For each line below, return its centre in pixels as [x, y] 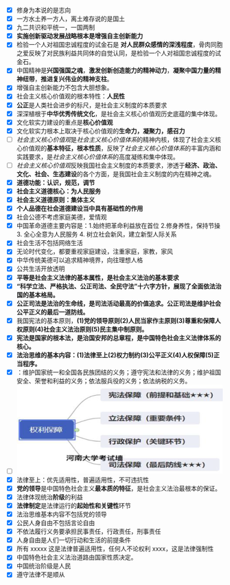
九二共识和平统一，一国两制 [56, 28]
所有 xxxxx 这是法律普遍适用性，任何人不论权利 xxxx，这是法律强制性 [115, 549]
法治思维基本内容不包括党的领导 [61, 514]
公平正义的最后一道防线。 [53, 312]
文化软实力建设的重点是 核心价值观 [65, 122]
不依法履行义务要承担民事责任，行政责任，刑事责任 [89, 531]
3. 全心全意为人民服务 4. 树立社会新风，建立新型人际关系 [96, 234]
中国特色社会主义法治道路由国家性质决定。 [77, 557]
